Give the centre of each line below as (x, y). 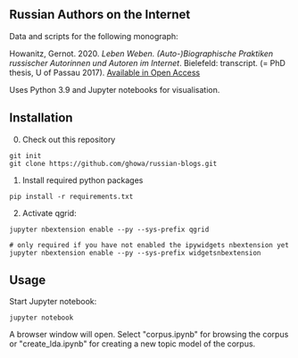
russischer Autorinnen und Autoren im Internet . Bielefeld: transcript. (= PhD (147, 62)
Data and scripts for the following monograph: (94, 36)
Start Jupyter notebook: (53, 302)
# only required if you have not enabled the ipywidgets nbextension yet (149, 245)
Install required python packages (83, 180)
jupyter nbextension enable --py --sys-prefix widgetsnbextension (135, 253)
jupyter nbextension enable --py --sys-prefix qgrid (109, 229)
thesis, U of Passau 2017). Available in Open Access (105, 72)
